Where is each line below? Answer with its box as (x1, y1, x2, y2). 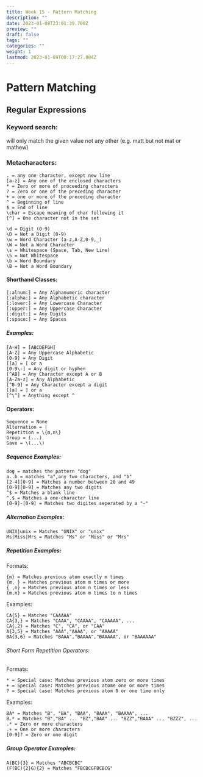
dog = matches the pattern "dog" (6, 468, 91, 474)
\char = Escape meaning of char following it (6, 210, 124, 216)
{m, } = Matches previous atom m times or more (6, 579, 130, 585)
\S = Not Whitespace (6, 252, 59, 259)
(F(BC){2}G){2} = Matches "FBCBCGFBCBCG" (6, 765, 113, 772)
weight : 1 (6, 49, 32, 55)
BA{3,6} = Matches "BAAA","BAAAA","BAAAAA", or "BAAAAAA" (6, 634, 157, 640)
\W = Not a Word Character (6, 242, 75, 248)
